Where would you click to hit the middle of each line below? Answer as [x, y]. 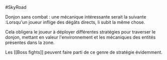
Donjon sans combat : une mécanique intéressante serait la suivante [76, 17]
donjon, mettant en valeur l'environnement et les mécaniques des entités [80, 37]
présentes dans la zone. [30, 42]
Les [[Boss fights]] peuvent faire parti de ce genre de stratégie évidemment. [84, 52]
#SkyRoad [16, 7]
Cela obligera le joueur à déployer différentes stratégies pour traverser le [80, 32]
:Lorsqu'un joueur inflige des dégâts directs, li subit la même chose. [75, 22]
